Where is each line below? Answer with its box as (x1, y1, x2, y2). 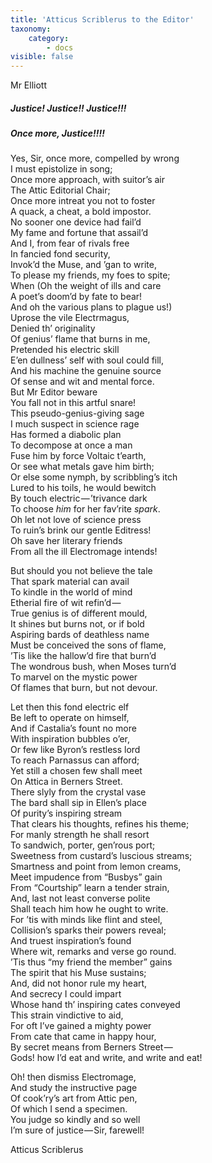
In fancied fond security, (10, 248, 111, 260)
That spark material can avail (10, 576, 130, 588)
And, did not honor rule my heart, (10, 977, 148, 990)
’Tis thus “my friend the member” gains (10, 956, 173, 968)
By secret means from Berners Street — (10, 1041, 173, 1053)
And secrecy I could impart (10, 988, 122, 1000)
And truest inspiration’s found (10, 935, 132, 947)
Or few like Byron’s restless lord (10, 744, 141, 756)
